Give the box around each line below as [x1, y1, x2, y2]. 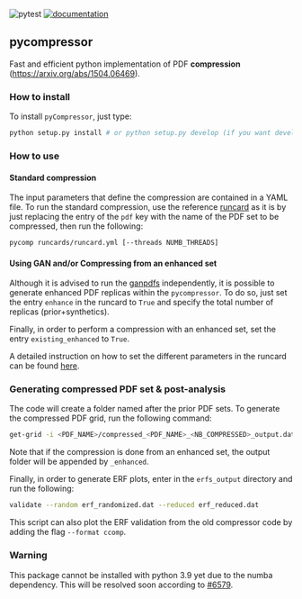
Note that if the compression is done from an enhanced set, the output [9, 447, 271, 458]
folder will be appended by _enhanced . [9, 456, 150, 467]
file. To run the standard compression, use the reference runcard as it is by [9, 202, 287, 213]
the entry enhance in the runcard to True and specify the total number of [9, 297, 274, 308]
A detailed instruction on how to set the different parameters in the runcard [9, 351, 288, 362]
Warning [9, 549, 48, 562]
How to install [9, 90, 70, 103]
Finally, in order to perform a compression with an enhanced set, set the [9, 324, 277, 335]
